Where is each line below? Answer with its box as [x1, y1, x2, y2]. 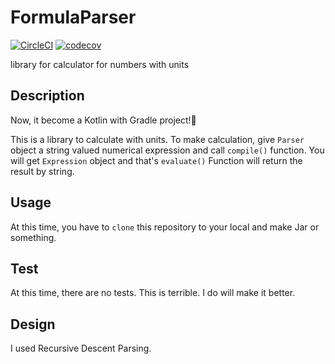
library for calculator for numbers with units [10, 58, 190, 70]
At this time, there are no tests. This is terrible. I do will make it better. [10, 287, 296, 299]
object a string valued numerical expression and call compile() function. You [10, 144, 325, 156]
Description [10, 87, 85, 105]
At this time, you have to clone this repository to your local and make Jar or [10, 221, 320, 233]
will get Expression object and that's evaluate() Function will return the [10, 154, 303, 166]
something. [10, 231, 57, 243]
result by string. [10, 165, 75, 177]
